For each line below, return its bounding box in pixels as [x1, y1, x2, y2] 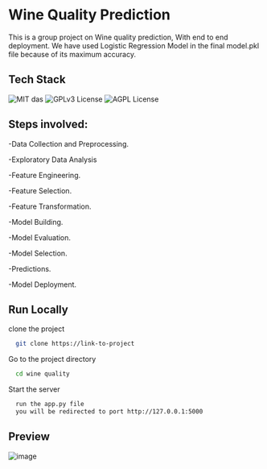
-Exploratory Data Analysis [8, 155, 97, 164]
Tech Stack [8, 73, 66, 86]
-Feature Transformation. [8, 201, 92, 211]
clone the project [8, 324, 65, 334]
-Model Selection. [8, 248, 68, 258]
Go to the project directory [8, 355, 97, 364]
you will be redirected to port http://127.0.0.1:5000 [15, 408, 203, 416]
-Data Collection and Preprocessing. [8, 139, 129, 148]
